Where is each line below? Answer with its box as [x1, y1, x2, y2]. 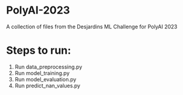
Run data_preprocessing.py [14, 63, 83, 70]
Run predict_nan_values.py [14, 82, 81, 89]
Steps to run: [6, 44, 71, 57]
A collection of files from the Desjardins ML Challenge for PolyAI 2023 [6, 23, 178, 30]
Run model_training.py [14, 69, 70, 77]
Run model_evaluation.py [14, 76, 77, 83]
